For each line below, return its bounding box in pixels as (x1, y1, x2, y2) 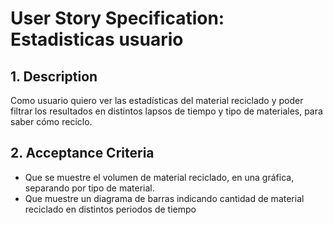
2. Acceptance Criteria (10, 145, 155, 162)
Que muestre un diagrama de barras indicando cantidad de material (24, 192, 305, 204)
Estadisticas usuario (10, 28, 184, 51)
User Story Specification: (10, 7, 225, 30)
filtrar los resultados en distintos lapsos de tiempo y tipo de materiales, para (10, 105, 323, 117)
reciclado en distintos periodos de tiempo (24, 203, 197, 215)
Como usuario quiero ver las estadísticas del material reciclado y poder (10, 95, 304, 106)
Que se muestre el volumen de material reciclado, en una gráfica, (24, 171, 295, 183)
